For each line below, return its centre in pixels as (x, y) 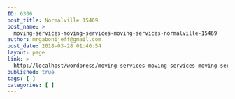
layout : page (26, 53)
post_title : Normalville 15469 (53, 20)
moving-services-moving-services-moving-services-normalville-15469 (115, 33)
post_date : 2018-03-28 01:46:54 (54, 46)
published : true (31, 72)
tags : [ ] (22, 78)
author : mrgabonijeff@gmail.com (54, 40)
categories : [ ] (31, 85)
